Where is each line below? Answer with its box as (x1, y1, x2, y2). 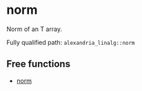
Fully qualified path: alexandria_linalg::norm (6, 38, 135, 46)
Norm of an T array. (6, 25, 63, 33)
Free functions (6, 58, 70, 70)
